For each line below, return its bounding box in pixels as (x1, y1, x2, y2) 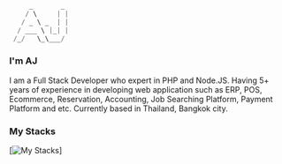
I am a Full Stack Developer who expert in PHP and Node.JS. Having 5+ (9, 75, 270, 86)
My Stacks (9, 125, 56, 138)
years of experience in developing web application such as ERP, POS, (9, 84, 263, 94)
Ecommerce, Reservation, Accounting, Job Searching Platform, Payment (9, 93, 273, 104)
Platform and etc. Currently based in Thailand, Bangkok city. (9, 103, 228, 114)
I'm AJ (9, 55, 38, 67)
